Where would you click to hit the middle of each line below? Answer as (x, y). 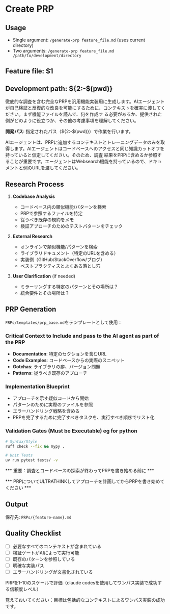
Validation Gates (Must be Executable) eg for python (71, 431)
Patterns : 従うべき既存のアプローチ (50, 373)
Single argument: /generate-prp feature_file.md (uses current (79, 40)
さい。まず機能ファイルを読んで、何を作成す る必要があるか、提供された (86, 114)
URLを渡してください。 (56, 168)
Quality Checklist (33, 533)
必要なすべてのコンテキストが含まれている (57, 546)
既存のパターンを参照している (44, 559)
